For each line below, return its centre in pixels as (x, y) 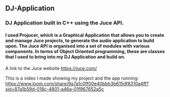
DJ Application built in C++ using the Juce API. (65, 23)
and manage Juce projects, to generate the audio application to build (80, 40)
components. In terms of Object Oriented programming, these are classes (85, 51)
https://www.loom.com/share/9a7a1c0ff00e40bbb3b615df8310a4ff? (77, 83)
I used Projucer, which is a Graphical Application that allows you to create (85, 35)
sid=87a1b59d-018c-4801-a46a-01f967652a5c (55, 89)
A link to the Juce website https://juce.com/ (51, 68)
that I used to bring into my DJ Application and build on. (66, 57)
